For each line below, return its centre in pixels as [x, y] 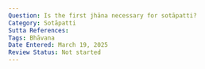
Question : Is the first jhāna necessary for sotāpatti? [102, 15]
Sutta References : [39, 30]
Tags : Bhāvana [32, 38]
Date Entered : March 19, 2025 [58, 45]
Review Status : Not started [55, 52]
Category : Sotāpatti [43, 23]
